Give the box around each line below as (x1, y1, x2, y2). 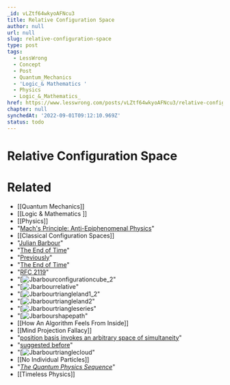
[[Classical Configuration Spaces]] (16, 231, 115, 240)
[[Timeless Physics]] (16, 370, 75, 378)
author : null (7, 23, 44, 30)
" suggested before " (16, 340, 73, 349)
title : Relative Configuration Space (7, 16, 115, 23)
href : (7, 100, 23, 106)
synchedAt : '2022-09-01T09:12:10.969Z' (7, 112, 121, 119)
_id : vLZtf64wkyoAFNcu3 (7, 10, 75, 17)
